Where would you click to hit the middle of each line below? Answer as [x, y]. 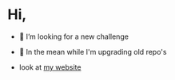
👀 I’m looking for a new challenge [74, 36]
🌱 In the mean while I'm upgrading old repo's [93, 51]
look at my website [50, 67]
